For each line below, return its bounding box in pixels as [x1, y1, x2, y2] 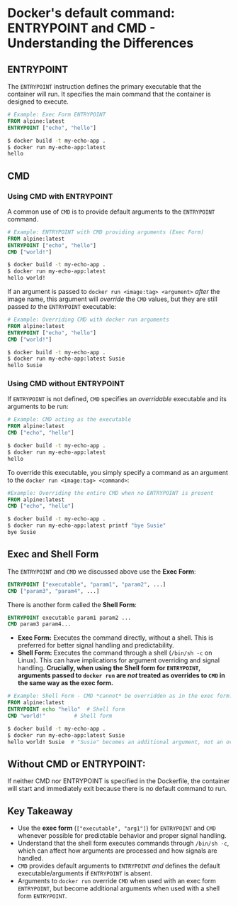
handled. [17, 854, 44, 863]
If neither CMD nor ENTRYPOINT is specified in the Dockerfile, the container [7, 777, 230, 785]
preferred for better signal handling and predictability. [17, 641, 175, 650]
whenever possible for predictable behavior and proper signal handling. [17, 831, 227, 840]
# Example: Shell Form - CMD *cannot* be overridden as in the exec [7, 692, 214, 700]
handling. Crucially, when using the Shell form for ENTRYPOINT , [17, 664, 200, 672]
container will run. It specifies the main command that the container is [7, 90, 211, 98]
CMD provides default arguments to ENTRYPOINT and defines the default [17, 861, 221, 870]
